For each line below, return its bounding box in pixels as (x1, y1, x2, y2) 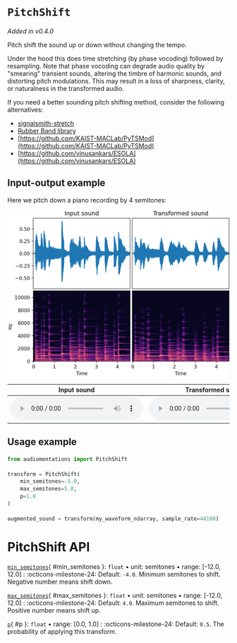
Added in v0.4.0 (7, 27, 54, 35)
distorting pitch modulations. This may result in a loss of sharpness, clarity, (7, 76, 225, 85)
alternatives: (7, 105, 44, 114)
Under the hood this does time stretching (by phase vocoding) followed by (7, 54, 224, 63)
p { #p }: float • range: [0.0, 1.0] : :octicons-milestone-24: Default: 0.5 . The (7, 620, 224, 628)
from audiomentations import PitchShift (7, 455, 128, 462)
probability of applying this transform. (7, 627, 117, 635)
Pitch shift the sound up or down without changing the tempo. (7, 40, 187, 49)
